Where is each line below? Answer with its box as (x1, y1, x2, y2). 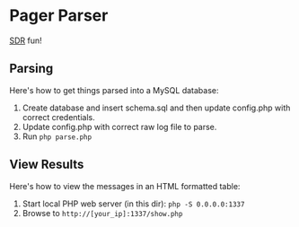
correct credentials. (22, 111, 96, 122)
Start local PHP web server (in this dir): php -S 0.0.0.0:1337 (22, 198, 245, 209)
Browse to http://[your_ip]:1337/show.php (22, 207, 183, 218)
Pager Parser (9, 5, 109, 26)
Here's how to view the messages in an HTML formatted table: (9, 180, 241, 191)
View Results (9, 157, 84, 172)
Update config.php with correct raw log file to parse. (22, 121, 217, 132)
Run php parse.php (22, 131, 92, 142)
